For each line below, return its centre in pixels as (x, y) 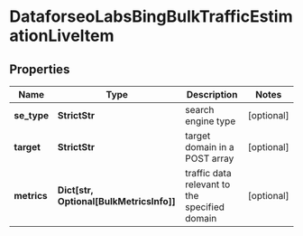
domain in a (209, 147)
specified (205, 207)
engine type (210, 121)
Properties (40, 69)
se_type (32, 115)
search (199, 110)
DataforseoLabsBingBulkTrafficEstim (151, 17)
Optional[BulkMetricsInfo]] (116, 201)
